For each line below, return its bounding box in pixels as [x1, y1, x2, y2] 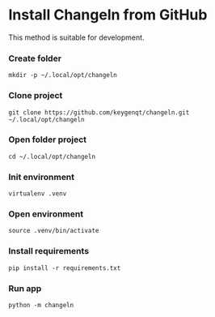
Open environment [8, 208, 83, 220]
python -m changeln [8, 302, 74, 310]
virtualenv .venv [8, 190, 67, 198]
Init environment [8, 171, 75, 182]
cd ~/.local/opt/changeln [8, 152, 95, 161]
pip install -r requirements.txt [8, 263, 121, 272]
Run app [8, 282, 42, 293]
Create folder [8, 53, 62, 64]
